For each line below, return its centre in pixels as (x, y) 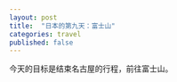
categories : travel (45, 34)
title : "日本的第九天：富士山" (62, 26)
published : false (41, 42)
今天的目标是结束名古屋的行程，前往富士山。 (91, 69)
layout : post (33, 17)
